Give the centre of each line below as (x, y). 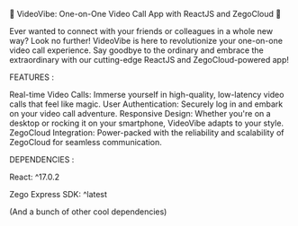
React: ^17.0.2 (35, 177)
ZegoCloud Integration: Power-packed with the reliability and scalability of (147, 133)
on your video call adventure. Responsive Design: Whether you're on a (140, 113)
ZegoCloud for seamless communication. (86, 142)
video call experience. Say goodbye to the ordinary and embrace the (136, 50)
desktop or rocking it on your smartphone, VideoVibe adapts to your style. (147, 123)
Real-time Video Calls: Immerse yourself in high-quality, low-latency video (147, 95)
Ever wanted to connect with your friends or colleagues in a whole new (141, 31)
